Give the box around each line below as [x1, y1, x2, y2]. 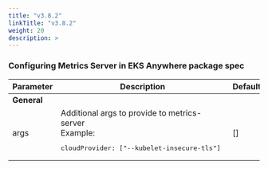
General [12, 94, 43, 105]
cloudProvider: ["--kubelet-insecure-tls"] [60, 143, 221, 152]
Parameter [12, 81, 53, 92]
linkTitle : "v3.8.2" [8, 19, 77, 27]
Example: [60, 127, 96, 138]
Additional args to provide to [60, 107, 167, 118]
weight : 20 [8, 26, 45, 34]
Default [232, 81, 262, 92]
